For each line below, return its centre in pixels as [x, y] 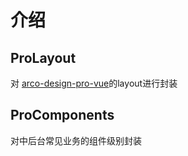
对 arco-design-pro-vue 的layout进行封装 [94, 83]
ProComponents [62, 115]
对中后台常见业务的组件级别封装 [76, 140]
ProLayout [43, 57]
